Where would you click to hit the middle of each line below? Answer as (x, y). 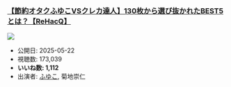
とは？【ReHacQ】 (39, 21)
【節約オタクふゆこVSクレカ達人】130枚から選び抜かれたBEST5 (115, 10)
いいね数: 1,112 (38, 68)
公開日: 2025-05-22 (46, 50)
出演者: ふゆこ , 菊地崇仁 (51, 77)
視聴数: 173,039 (40, 59)
